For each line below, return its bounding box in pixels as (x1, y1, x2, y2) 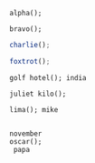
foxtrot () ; (9, 56, 51, 66)
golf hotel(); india (9, 73, 88, 82)
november (9, 128, 43, 138)
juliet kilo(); (9, 89, 67, 98)
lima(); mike (9, 105, 59, 114)
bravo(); (9, 25, 43, 34)
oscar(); (9, 137, 43, 146)
